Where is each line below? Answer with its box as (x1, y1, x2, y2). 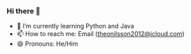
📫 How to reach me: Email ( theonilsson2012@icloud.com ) (16, 30, 185, 38)
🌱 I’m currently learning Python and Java (16, 22, 134, 30)
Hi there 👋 (6, 6, 41, 16)
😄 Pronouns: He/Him (16, 39, 78, 48)
